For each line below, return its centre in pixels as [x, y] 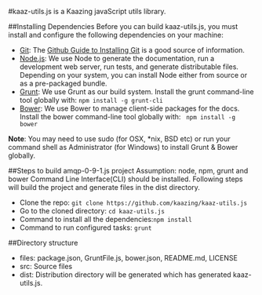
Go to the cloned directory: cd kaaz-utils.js [92, 211]
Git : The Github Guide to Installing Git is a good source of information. [132, 50]
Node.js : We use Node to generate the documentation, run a [117, 58]
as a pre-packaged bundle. [63, 83]
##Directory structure [43, 243]
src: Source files [46, 266]
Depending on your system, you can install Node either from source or [133, 75]
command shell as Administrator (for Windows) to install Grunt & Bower [123, 147]
